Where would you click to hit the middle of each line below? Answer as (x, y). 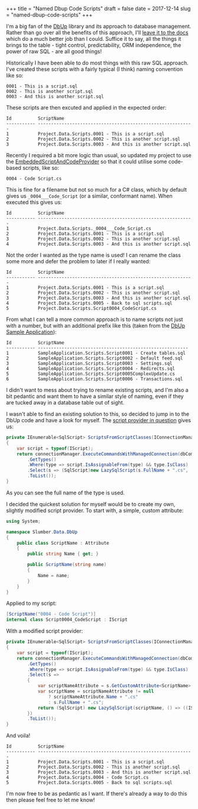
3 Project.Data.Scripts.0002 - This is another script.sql (93, 239)
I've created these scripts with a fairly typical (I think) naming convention (95, 69)
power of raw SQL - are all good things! (54, 51)
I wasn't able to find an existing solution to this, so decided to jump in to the (98, 414)
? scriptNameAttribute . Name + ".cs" (93, 697)
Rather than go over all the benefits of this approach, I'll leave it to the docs (97, 33)
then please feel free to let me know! (51, 800)
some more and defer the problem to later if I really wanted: (78, 261)
